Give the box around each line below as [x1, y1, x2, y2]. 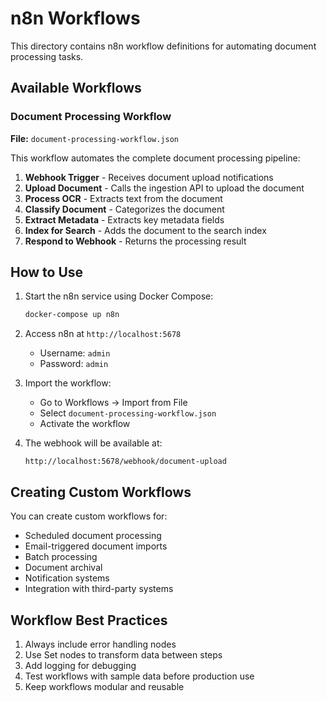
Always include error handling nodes [24, 638, 177, 650]
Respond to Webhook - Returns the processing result [24, 235, 247, 247]
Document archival [24, 562, 103, 574]
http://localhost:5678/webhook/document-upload [24, 457, 227, 467]
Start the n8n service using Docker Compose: [24, 290, 214, 302]
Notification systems [24, 572, 110, 584]
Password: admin [39, 358, 109, 370]
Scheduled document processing [24, 530, 162, 542]
